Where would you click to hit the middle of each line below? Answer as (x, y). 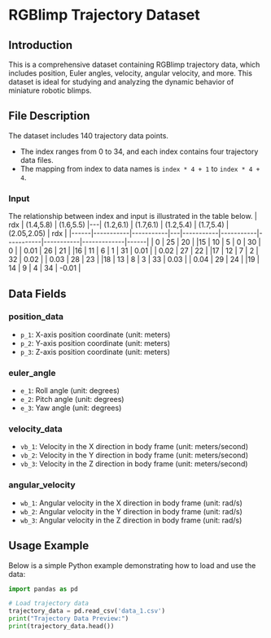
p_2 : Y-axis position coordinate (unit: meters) (95, 343)
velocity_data (35, 429)
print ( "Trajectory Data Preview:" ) (69, 619)
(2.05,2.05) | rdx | (38, 234)
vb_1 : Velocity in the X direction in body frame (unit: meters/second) (134, 447)
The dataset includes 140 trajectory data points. (89, 135)
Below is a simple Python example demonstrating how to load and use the (132, 565)
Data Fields (37, 293)
